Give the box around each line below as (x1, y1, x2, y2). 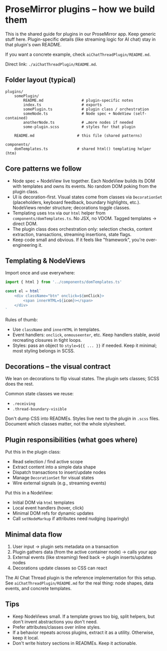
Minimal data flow (5, 530, 62, 539)
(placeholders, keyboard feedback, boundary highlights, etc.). (12, 199, 140, 205)
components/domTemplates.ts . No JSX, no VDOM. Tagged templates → (12, 215, 157, 221)
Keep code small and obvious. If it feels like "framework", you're (12, 237, 145, 243)
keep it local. (12, 634, 39, 640)
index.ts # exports (23, 102, 102, 107)
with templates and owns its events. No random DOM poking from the (12, 183, 157, 189)
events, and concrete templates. (5, 586, 72, 592)
